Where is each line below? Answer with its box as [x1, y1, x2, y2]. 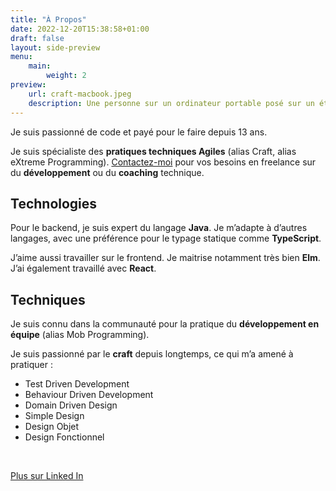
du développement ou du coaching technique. [10, 166, 205, 178]
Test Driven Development [24, 378, 130, 390]
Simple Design [24, 410, 85, 422]
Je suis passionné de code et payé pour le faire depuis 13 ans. [10, 126, 268, 138]
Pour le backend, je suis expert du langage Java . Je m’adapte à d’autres [10, 222, 308, 234]
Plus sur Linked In [10, 470, 84, 482]
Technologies [10, 195, 98, 212]
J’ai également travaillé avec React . [10, 262, 157, 275]
